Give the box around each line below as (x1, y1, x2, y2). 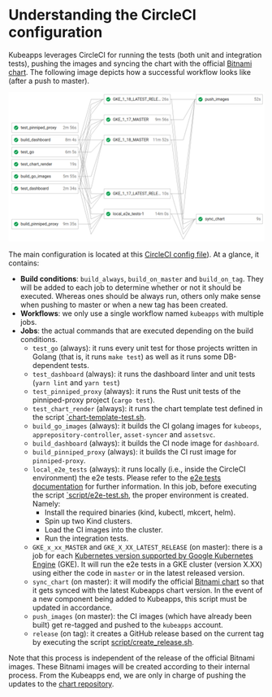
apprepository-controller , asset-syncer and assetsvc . (32, 430, 216, 440)
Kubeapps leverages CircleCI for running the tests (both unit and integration (8, 50, 262, 59)
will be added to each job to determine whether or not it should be (19, 283, 242, 292)
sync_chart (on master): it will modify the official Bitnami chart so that (32, 576, 265, 587)
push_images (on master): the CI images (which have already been (32, 612, 252, 621)
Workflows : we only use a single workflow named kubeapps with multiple (19, 309, 264, 318)
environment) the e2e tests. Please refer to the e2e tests (32, 473, 222, 483)
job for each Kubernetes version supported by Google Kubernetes (32, 551, 253, 561)
